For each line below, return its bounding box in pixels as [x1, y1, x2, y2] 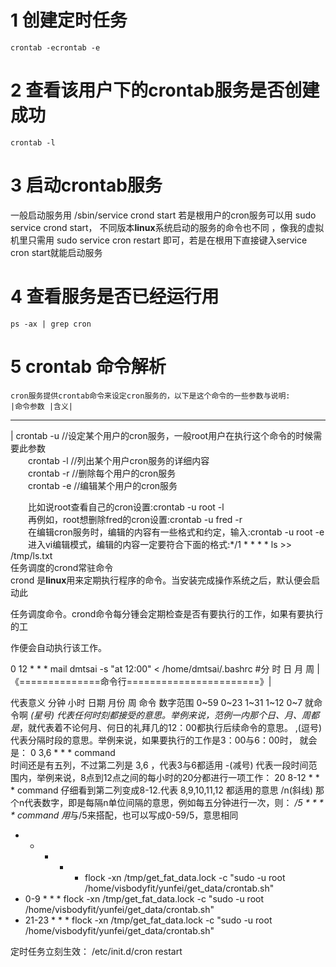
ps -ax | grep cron [10, 319, 92, 329]
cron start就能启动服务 [10, 246, 103, 258]
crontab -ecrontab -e [10, 42, 101, 53]
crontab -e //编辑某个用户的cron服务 [27, 479, 178, 491]
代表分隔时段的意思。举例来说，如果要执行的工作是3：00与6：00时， [10, 734, 298, 746]
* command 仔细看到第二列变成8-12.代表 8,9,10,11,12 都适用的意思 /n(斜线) [10, 784, 314, 796]
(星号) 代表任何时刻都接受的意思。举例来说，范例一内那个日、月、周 [29, 709, 312, 721]
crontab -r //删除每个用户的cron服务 [27, 467, 177, 479]
